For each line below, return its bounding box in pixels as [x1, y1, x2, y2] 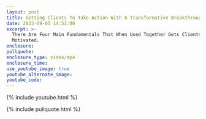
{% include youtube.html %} [6, 94, 78, 101]
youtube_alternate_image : [6, 71, 72, 78]
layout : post [6, 9, 40, 15]
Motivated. [12, 37, 40, 43]
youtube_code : [6, 77, 43, 83]
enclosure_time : [6, 60, 48, 66]
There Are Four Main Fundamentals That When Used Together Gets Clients [12, 32, 202, 38]
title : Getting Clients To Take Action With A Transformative [6, 15, 169, 21]
